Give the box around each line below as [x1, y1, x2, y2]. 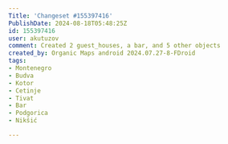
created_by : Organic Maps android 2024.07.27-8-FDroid [8, 49, 196, 57]
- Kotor [8, 79, 35, 87]
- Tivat [8, 94, 35, 102]
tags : [8, 57, 26, 65]
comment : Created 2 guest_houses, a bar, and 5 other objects [8, 42, 221, 50]
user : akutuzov [8, 34, 59, 43]
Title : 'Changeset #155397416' [8, 11, 113, 20]
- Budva [8, 72, 35, 80]
